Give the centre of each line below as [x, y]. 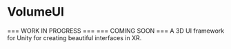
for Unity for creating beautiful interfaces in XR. [74, 37]
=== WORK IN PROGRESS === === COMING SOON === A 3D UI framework [116, 31]
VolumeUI [36, 12]
